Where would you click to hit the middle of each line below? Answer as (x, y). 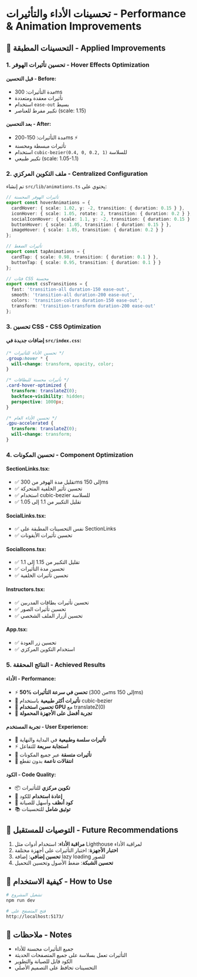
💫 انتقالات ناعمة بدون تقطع (44, 761)
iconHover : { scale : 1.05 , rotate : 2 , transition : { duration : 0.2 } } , (102, 214)
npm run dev (21, 900)
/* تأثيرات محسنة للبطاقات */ (38, 380)
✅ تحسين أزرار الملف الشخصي (49, 615)
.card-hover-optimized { (36, 386)
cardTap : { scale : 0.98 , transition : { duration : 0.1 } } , (85, 257)
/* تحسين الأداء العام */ (32, 418)
